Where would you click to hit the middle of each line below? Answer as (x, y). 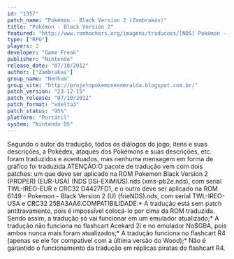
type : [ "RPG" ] (28, 40)
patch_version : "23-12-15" (46, 91)
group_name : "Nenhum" (39, 79)
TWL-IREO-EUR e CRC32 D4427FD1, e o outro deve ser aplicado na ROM (112, 188)
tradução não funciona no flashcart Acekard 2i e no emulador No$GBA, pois (117, 225)
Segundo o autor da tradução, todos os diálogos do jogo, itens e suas (108, 144)
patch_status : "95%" (37, 111)
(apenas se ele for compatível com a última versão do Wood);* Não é (107, 240)
